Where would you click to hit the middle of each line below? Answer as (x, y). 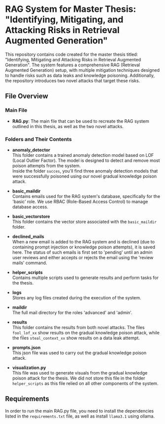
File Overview (27, 96)
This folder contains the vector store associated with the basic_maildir (84, 222)
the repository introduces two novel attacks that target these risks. (73, 81)
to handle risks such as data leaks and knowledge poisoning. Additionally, (80, 75)
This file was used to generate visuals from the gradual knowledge (80, 373)
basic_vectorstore (31, 216)
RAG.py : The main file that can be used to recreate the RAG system (81, 121)
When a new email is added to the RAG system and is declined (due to (83, 241)
